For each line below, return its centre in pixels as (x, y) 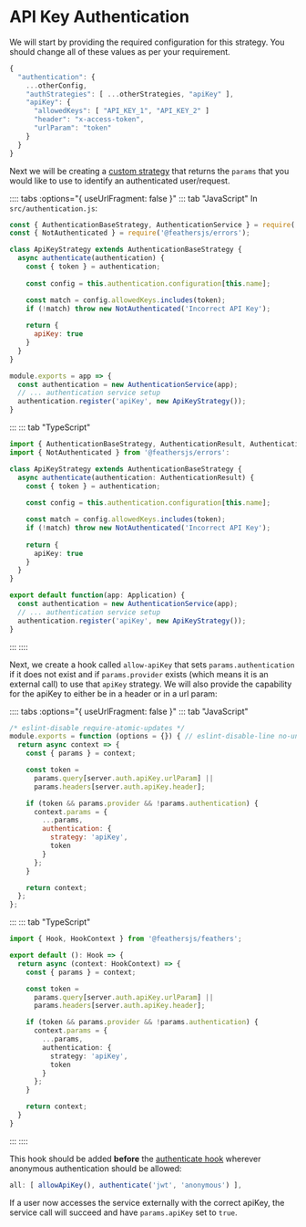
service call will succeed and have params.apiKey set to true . (124, 1212)
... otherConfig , (57, 85)
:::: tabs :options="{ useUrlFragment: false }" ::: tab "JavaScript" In (133, 198)
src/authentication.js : (54, 208)
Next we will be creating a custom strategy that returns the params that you (149, 171)
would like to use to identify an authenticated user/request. (120, 181)
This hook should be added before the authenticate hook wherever (135, 1159)
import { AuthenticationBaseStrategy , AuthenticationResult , (128, 445)
